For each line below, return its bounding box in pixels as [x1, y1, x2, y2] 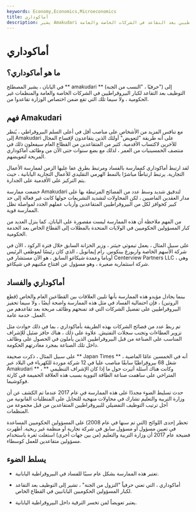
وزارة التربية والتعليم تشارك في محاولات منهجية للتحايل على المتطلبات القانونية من [6, 395, 185, 402]
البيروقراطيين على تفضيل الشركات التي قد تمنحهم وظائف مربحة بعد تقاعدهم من [6, 305, 181, 312]
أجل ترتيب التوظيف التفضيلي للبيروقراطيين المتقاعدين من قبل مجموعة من [6, 402, 168, 408]
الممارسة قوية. [6, 207, 39, 214]
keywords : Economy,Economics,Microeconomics [6, 8, 117, 15]
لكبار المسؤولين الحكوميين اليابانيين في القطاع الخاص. [15, 487, 132, 494]
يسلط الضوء [6, 454, 46, 465]
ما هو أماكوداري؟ [6, 68, 61, 78]
